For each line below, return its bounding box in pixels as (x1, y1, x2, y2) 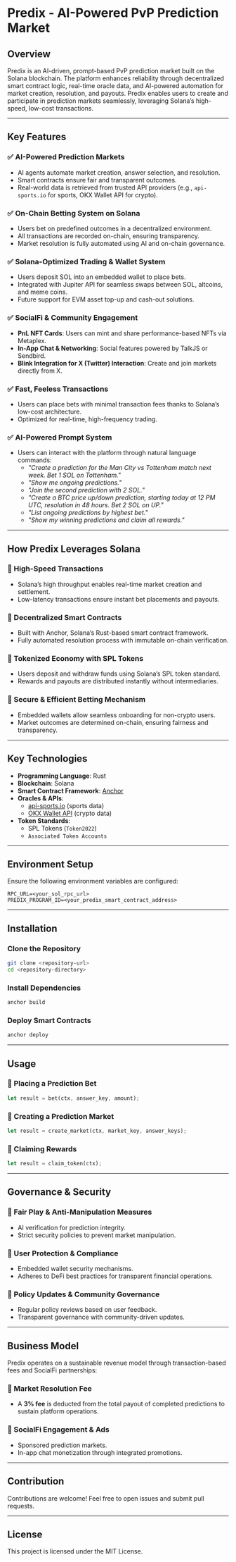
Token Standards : (17, 816, 71, 825)
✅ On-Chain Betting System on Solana (7, 208, 140, 218)
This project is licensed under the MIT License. (7, 1547, 143, 1556)
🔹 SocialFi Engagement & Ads (7, 1425, 110, 1434)
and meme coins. (17, 287, 68, 297)
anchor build (7, 999, 46, 1006)
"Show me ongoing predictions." (27, 478, 122, 487)
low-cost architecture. (17, 407, 82, 416)
